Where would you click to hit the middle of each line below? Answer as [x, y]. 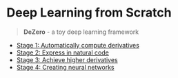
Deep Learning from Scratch [89, 13]
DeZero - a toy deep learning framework [81, 32]
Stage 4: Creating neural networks [65, 67]
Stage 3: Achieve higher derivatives [67, 59]
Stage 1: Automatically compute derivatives [78, 45]
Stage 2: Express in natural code [63, 52]
